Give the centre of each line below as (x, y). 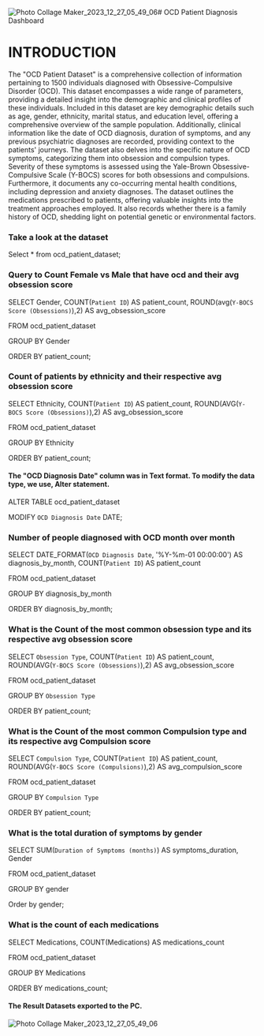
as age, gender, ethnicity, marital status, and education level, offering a (123, 116)
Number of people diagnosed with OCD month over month (121, 537)
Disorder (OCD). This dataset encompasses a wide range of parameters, (126, 91)
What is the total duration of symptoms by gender (105, 832)
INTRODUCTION (62, 52)
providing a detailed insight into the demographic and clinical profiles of (125, 99)
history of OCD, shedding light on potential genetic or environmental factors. (132, 216)
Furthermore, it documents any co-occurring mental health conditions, (123, 183)
